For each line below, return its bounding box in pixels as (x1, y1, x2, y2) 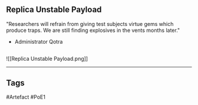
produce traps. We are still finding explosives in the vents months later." (6, 27, 180, 34)
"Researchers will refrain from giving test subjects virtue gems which (6, 20, 174, 27)
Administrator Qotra (14, 38, 63, 45)
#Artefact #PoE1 (6, 94, 46, 101)
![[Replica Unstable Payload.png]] (6, 55, 88, 63)
